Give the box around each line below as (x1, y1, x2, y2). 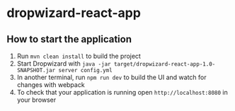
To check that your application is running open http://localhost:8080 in (16, 88, 228, 96)
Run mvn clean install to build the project (16, 52, 141, 60)
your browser (16, 95, 57, 104)
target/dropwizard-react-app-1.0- (113, 61, 216, 68)
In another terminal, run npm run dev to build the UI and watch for (16, 73, 207, 81)
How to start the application (6, 33, 132, 45)
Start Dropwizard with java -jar (16, 59, 111, 68)
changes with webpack (16, 81, 86, 89)
